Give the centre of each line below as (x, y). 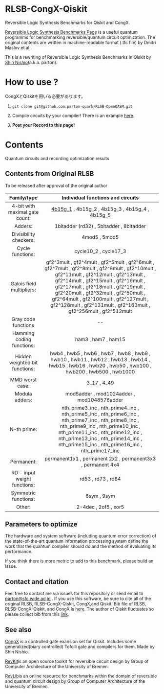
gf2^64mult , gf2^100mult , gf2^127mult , (100, 299)
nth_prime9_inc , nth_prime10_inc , (100, 426)
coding (23, 339)
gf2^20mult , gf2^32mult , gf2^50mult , (100, 293)
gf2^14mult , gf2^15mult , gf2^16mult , (100, 280)
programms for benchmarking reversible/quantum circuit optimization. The (80, 37)
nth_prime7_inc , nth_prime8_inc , (100, 420)
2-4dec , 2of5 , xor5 (100, 507)
